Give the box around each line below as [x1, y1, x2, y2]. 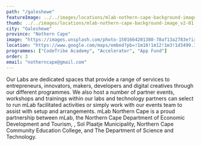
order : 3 [6, 53, 28, 59]
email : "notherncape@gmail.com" [6, 59, 87, 65]
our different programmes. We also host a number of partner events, [6, 88, 175, 96]
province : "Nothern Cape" [6, 31, 71, 37]
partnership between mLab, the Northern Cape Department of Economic [6, 114, 185, 121]
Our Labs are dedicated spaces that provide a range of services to [6, 76, 170, 83]
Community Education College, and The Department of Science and [6, 127, 174, 134]
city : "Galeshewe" [6, 25, 52, 32]
